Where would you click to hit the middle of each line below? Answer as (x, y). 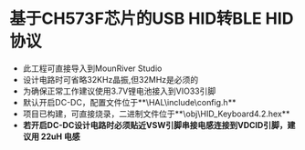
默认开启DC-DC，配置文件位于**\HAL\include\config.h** (129, 102)
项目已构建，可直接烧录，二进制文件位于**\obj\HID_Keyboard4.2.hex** (156, 114)
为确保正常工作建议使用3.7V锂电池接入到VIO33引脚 (119, 91)
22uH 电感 (60, 136)
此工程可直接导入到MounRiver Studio (92, 68)
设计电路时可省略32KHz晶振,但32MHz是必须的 (110, 79)
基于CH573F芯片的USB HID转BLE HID (152, 19)
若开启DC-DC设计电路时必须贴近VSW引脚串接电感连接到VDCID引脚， (155, 125)
